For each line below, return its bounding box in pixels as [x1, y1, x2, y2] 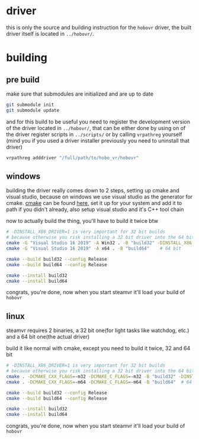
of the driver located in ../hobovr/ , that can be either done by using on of [6, 124, 186, 131]
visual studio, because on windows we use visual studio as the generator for [6, 193, 193, 200]
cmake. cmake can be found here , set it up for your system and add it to [6, 200, 182, 207]
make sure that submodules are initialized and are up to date [6, 90, 154, 97]
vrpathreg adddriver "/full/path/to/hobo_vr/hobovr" [6, 154, 139, 161]
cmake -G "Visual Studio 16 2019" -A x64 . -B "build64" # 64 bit [6, 245, 182, 251]
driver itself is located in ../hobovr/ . [6, 30, 95, 37]
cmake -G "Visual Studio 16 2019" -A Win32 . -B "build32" [6, 240, 155, 246]
